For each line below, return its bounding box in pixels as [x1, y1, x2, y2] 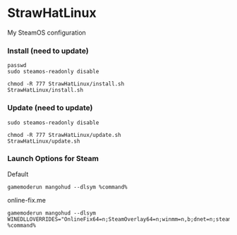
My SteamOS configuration [7, 28, 86, 37]
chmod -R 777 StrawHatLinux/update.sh [7, 131, 121, 138]
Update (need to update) [7, 103, 93, 113]
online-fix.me [7, 195, 46, 204]
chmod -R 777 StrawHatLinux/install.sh [7, 80, 125, 88]
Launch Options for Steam [7, 154, 99, 164]
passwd [7, 62, 27, 69]
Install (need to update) [7, 46, 90, 56]
